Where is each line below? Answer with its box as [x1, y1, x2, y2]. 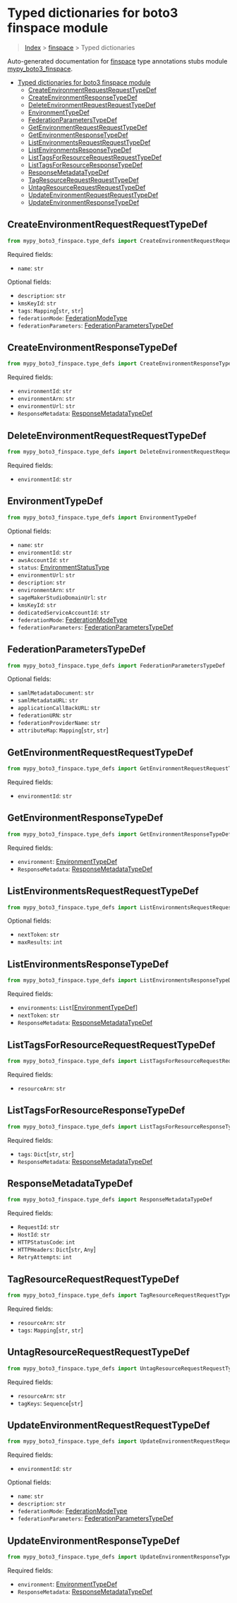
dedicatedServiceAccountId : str [17, 608, 111, 616]
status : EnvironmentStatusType [17, 563, 109, 571]
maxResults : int [17, 937, 63, 947]
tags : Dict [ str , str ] [17, 1149, 74, 1158]
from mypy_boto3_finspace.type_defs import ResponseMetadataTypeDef [7, 1196, 213, 1203]
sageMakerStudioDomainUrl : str [17, 593, 107, 601]
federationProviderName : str [17, 719, 101, 727]
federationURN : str [17, 711, 73, 719]
